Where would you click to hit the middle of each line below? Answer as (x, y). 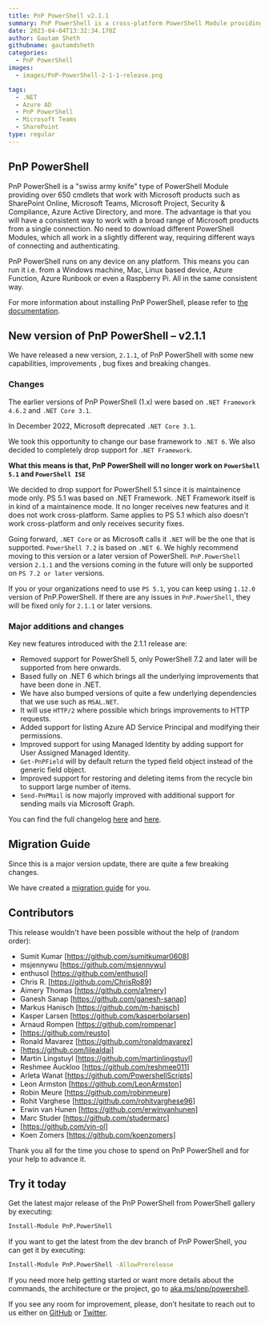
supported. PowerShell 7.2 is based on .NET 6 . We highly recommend (123, 547)
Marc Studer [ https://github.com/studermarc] (94, 1118)
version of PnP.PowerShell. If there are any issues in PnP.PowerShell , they (129, 596)
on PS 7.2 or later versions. (56, 572)
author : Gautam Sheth (44, 38)
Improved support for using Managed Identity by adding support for (132, 744)
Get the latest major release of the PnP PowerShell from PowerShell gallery (132, 1203)
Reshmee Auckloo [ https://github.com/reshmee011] (104, 1066)
